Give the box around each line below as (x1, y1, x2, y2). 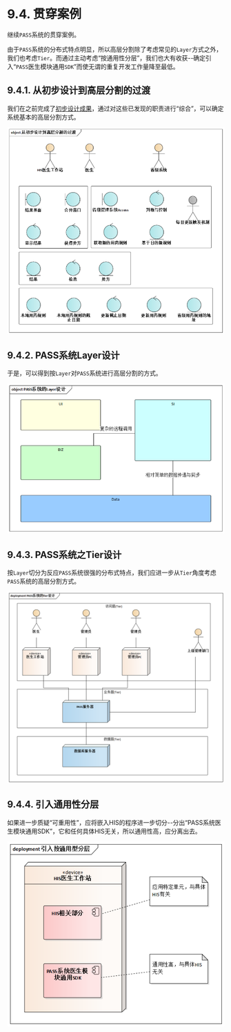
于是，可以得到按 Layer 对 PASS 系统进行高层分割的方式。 (7, 369, 162, 377)
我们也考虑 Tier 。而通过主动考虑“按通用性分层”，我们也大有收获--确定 (7, 53, 205, 62)
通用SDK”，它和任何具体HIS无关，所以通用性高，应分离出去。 (25, 827, 201, 835)
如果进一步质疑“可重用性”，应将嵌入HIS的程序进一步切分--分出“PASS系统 (7, 818, 216, 826)
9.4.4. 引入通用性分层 (7, 799, 99, 810)
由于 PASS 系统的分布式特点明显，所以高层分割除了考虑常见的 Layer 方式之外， (7, 45, 223, 53)
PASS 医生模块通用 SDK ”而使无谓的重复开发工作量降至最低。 (16, 62, 179, 70)
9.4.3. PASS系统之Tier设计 (7, 548, 122, 560)
